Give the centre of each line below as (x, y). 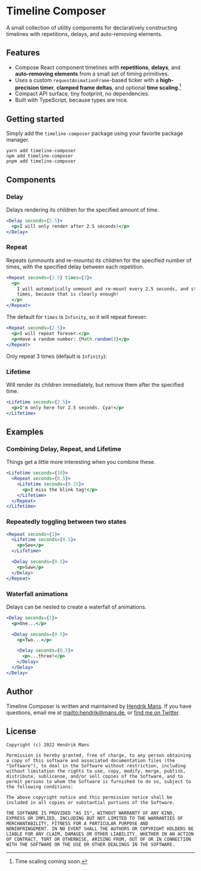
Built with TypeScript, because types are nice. (71, 100)
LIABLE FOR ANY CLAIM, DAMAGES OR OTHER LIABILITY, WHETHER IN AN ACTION (100, 834)
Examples (25, 432)
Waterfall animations (37, 593)
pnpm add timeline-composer (41, 161)
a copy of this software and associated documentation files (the (91, 761)
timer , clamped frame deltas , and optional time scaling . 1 (110, 87)
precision (27, 88)
